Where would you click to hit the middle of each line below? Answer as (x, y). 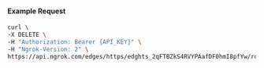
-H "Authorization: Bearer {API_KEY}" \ (75, 42)
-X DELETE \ (27, 35)
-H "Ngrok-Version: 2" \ (48, 49)
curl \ (18, 27)
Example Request (37, 11)
